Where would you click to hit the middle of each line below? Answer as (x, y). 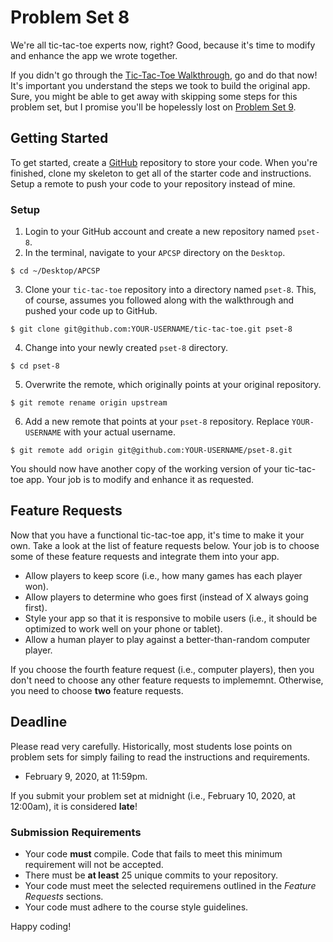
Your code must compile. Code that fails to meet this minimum (153, 853)
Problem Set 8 (70, 17)
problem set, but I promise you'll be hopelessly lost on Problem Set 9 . (153, 107)
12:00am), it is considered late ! (74, 806)
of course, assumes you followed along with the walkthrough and (159, 300)
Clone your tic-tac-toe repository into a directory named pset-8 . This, (170, 290)
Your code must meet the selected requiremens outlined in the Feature (170, 885)
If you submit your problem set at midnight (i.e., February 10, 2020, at (153, 795)
